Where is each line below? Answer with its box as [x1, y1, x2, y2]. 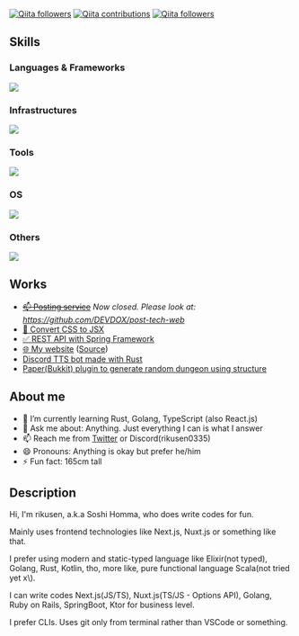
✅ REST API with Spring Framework [22, 333, 154, 344]
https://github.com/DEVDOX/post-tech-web [22, 314, 186, 325]
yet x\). [9, 572, 36, 584]
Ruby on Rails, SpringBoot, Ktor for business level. [9, 599, 195, 611]
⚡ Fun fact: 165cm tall [22, 455, 102, 467]
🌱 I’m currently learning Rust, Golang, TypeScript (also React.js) [22, 413, 259, 424]
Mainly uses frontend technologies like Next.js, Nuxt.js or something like [9, 526, 277, 537]
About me [9, 390, 66, 405]
